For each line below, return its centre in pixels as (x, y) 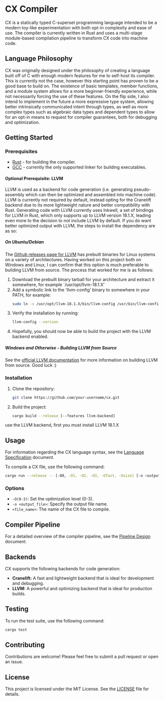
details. (12, 694)
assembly (15, 194)
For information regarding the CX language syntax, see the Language (75, 452)
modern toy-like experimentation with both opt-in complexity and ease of (79, 27)
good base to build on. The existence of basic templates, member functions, (82, 86)
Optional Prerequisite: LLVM (34, 179)
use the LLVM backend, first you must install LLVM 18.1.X (62, 425)
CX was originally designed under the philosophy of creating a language (78, 70)
